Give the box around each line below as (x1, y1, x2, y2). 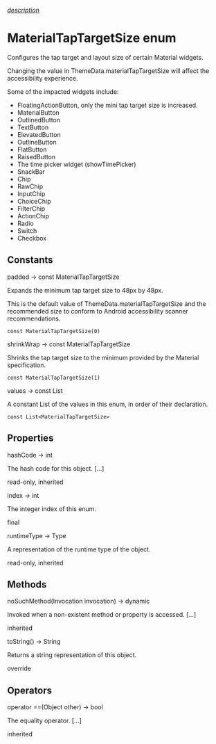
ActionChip (17, 211, 50, 220)
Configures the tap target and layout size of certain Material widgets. (7, 53, 204, 61)
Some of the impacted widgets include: (7, 87, 119, 96)
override (7, 664, 31, 673)
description (7, 6, 40, 14)
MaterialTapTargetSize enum (7, 31, 177, 46)
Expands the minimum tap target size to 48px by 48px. (7, 286, 164, 294)
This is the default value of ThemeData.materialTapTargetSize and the (7, 299, 206, 308)
